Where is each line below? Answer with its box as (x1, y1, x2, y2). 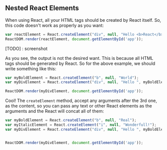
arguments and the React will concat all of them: (5, 108, 104, 114)
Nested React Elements (5, 4, 79, 12)
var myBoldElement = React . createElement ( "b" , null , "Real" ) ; (5, 118, 137, 123)
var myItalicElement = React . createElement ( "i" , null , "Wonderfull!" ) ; (5, 122, 157, 128)
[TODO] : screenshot (5, 46, 48, 51)
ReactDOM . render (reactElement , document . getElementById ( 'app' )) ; (5, 37, 143, 42)
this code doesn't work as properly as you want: (5, 22, 104, 28)
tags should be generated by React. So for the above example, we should (5, 60, 156, 66)
